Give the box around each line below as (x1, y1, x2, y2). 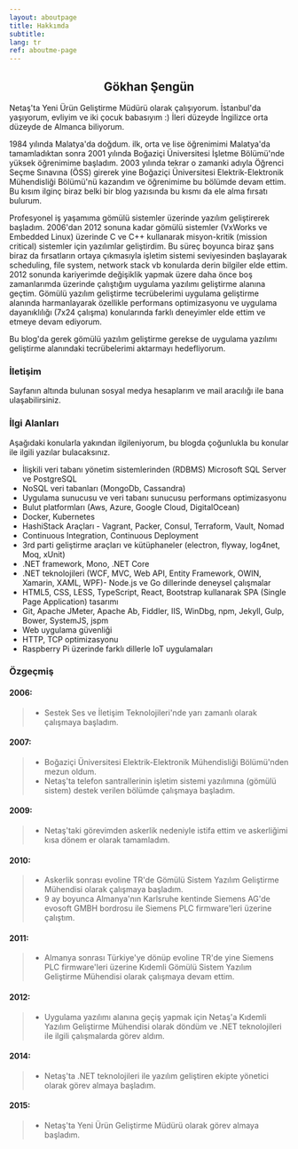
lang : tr (9, 37, 42, 47)
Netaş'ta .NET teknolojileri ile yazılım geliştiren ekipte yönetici (43, 1070, 269, 1081)
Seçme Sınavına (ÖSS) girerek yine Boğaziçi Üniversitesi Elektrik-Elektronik (9, 166, 284, 178)
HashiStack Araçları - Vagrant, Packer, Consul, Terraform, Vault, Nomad (21, 521, 285, 531)
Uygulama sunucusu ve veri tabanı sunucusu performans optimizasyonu (21, 492, 286, 503)
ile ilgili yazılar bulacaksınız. (9, 446, 111, 458)
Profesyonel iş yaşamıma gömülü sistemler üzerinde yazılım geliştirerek (9, 212, 271, 223)
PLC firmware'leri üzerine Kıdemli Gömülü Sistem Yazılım (43, 961, 253, 973)
